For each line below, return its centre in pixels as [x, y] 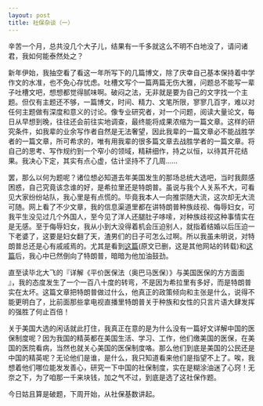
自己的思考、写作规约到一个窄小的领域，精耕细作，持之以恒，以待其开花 [124, 150]
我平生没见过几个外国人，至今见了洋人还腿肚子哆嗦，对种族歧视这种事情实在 [131, 216]
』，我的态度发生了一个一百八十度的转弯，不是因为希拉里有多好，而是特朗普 [130, 282]
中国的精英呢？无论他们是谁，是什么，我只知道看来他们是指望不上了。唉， [128, 357]
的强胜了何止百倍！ [39, 311]
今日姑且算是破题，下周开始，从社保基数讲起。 [83, 393]
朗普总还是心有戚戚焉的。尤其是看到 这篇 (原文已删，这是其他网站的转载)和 [127, 246]
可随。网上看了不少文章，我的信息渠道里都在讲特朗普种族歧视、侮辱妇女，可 [131, 207]
